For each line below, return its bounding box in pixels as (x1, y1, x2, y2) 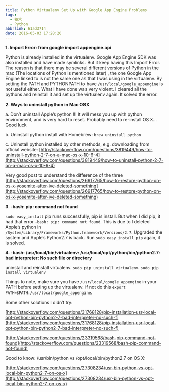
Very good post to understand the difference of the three (5, 172, 123, 178)
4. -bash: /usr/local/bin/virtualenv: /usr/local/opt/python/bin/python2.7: (5, 250, 160, 255)
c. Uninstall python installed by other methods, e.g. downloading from (5, 141, 150, 147)
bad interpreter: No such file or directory (5, 255, 92, 261)
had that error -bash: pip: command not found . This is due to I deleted (5, 219, 150, 224)
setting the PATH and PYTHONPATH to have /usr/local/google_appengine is (5, 81, 163, 87)
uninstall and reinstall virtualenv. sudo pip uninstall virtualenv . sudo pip (5, 265, 159, 270)
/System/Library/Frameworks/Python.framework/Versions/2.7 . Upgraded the (5, 229, 162, 235)
